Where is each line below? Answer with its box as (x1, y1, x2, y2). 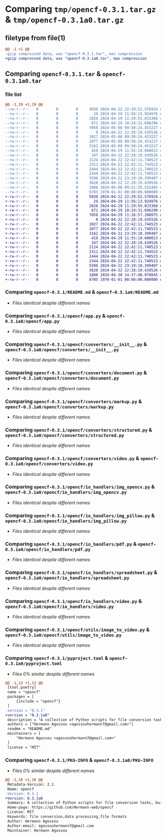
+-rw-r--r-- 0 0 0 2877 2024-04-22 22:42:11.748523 (5, 226, 158, 231)
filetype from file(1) (5, 34, 66, 42)
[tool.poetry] (7, 685, 37, 690)
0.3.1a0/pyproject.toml (5, 661, 63, 666)
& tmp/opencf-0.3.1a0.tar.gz (5, 14, 124, 25)
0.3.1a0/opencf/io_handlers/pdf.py (5, 547, 91, 553)
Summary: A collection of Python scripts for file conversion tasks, (7, 800, 154, 805)
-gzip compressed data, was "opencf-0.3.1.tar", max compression (5, 51, 142, 56)
